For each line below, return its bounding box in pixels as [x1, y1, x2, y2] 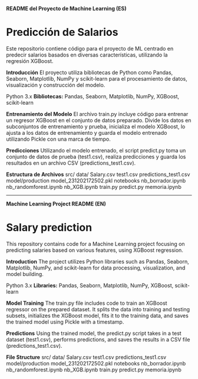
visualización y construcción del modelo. [6, 81, 105, 88]
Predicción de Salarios [6, 26, 118, 39]
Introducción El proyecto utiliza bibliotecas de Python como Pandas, [6, 69, 173, 76]
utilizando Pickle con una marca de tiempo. [6, 135, 111, 142]
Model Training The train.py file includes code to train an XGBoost [6, 300, 167, 307]
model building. [6, 270, 44, 277]
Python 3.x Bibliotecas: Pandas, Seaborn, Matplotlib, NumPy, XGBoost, [6, 92, 180, 99]
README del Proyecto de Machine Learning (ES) [6, 5, 127, 12]
